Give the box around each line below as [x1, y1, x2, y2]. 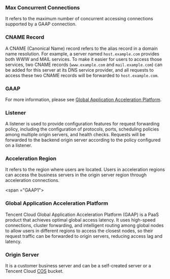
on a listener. [5, 142, 32, 148]
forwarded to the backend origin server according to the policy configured [5, 137, 161, 143]
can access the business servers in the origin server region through [5, 172, 147, 178]
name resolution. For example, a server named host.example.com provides [5, 50, 160, 57]
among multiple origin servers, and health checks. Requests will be [5, 132, 146, 138]
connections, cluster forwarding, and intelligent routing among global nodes [5, 222, 164, 228]
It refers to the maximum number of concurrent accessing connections [5, 16, 153, 22]
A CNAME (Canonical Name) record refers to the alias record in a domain [5, 45, 158, 51]
